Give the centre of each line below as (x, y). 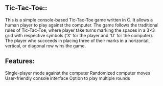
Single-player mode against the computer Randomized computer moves (78, 73)
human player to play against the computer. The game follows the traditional (82, 25)
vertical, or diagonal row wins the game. (46, 45)
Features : (20, 61)
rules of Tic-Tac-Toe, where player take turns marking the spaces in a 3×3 (80, 30)
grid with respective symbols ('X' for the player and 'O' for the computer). (79, 35)
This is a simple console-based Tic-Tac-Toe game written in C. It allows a (79, 20)
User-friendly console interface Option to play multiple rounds (68, 78)
